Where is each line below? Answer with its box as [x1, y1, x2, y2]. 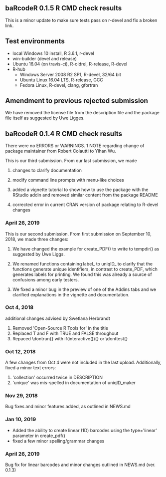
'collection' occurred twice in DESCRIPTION [12, 374, 103, 381]
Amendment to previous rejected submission [5, 97, 149, 105]
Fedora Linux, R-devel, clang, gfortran [19, 82, 98, 88]
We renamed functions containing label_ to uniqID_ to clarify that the [12, 260, 153, 266]
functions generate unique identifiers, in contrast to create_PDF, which [12, 266, 158, 272]
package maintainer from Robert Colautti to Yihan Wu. [5, 148, 116, 154]
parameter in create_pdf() [12, 433, 66, 439]
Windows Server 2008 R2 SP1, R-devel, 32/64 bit [19, 71, 121, 77]
